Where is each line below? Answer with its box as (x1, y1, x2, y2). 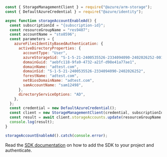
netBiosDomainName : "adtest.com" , (23, 78, 94, 83)
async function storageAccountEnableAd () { (5, 18, 97, 23)
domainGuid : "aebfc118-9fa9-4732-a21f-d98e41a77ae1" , (23, 59, 137, 64)
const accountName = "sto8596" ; (9, 32, 77, 37)
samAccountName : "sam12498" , (23, 83, 83, 88)
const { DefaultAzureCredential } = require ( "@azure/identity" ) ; (5, 9, 143, 14)
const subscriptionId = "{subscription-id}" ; (9, 23, 106, 28)
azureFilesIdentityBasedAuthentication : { (14, 41, 103, 47)
